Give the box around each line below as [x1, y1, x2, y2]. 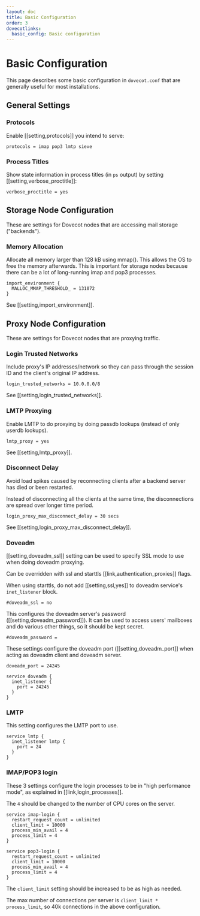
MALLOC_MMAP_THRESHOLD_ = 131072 [11, 286, 95, 292]
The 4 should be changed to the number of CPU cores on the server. [6, 800, 175, 807]
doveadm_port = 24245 [6, 663, 60, 669]
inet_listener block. [6, 588, 58, 595]
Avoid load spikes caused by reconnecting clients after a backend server [6, 477, 186, 484]
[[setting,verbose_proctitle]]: [6, 177, 77, 185]
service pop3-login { [6, 848, 60, 854]
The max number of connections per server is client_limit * [6, 896, 159, 903]
